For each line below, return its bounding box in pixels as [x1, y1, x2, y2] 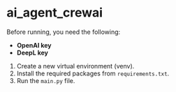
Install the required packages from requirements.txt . [16, 69, 170, 77]
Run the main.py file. [16, 76, 75, 84]
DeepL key [16, 48, 48, 57]
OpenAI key [16, 41, 52, 49]
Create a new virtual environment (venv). [16, 62, 135, 70]
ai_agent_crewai [6, 5, 103, 21]
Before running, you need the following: [6, 28, 121, 36]
